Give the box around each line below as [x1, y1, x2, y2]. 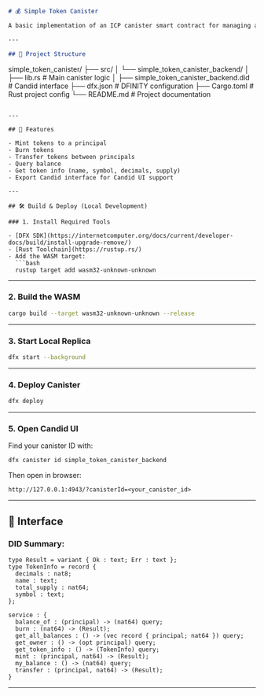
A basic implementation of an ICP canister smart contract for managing [8, 21, 251, 29]
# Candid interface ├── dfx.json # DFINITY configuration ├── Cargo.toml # [8, 81, 254, 91]
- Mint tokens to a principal [8, 139, 108, 147]
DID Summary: [8, 538, 65, 549]
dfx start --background [8, 353, 86, 361]
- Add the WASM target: [8, 252, 86, 260]
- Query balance [8, 160, 61, 168]
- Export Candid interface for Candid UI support [8, 173, 174, 181]
